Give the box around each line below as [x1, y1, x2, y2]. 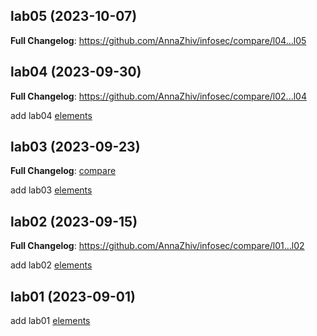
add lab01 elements [10, 315, 91, 327]
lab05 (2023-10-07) [10, 8, 138, 25]
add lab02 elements [10, 259, 93, 271]
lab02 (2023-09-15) [10, 213, 138, 230]
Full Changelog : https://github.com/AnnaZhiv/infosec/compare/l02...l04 [10, 90, 307, 102]
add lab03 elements [10, 184, 93, 196]
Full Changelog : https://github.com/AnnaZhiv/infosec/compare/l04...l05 [10, 34, 307, 46]
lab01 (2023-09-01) [10, 288, 136, 305]
